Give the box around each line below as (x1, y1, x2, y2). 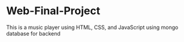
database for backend (6, 30, 61, 37)
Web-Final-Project (6, 4, 101, 18)
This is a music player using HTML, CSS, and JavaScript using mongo (6, 24, 179, 31)
